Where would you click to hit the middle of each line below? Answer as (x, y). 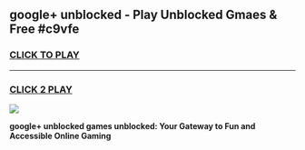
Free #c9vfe (44, 30)
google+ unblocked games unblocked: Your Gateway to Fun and (133, 125)
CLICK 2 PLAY (41, 89)
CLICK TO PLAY (44, 55)
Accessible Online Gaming (60, 135)
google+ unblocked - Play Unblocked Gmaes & (143, 15)
